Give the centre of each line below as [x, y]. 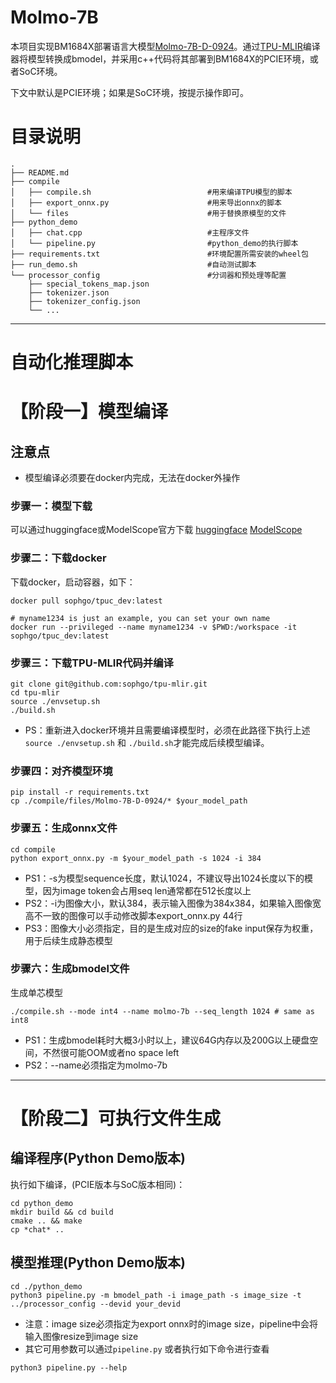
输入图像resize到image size [81, 1336]
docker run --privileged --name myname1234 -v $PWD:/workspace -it [154, 627]
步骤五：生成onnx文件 [64, 828]
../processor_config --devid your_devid [96, 1304]
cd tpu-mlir [35, 692]
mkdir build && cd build [62, 1212]
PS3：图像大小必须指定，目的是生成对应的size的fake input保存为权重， [171, 928]
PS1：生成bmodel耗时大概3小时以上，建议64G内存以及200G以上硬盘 [167, 1040]
